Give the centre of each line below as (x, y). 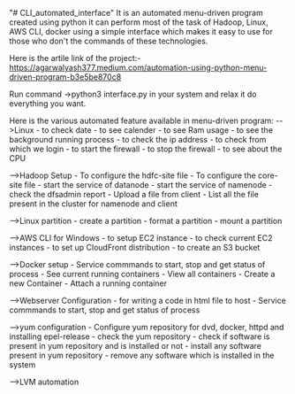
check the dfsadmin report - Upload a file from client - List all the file (134, 194)
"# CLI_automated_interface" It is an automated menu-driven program (136, 13)
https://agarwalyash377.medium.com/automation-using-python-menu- (138, 67)
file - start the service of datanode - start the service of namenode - (148, 185)
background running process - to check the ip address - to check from (138, 139)
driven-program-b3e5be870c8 (65, 77)
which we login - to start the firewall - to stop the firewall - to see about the (146, 149)
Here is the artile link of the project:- (75, 58)
